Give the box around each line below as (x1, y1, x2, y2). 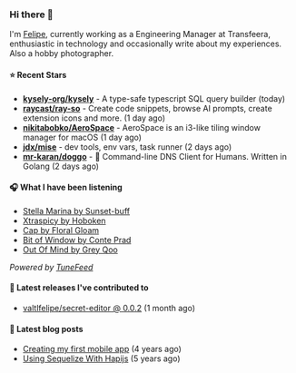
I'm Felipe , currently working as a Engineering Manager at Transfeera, (9, 29, 271, 40)
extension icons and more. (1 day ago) (22, 113, 166, 123)
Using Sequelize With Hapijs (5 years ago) (22, 353, 181, 364)
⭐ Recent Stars (9, 69, 67, 80)
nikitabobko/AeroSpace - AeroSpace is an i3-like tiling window (22, 122, 261, 133)
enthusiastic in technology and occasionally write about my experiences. (9, 38, 282, 49)
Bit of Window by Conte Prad (22, 234, 132, 245)
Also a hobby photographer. (9, 48, 114, 59)
